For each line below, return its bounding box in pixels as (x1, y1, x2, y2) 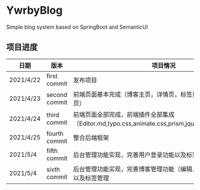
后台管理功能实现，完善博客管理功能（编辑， (73, 165, 199, 173)
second (46, 90, 67, 99)
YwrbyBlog (6, 4, 63, 17)
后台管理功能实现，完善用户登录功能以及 (73, 151, 187, 159)
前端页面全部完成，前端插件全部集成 (73, 110, 175, 118)
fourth (46, 129, 64, 137)
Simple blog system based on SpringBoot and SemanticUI (6, 23, 148, 30)
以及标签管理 (73, 174, 110, 182)
